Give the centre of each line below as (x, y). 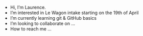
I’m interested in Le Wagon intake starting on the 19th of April (74, 13)
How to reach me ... (31, 29)
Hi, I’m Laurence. (28, 7)
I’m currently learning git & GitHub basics (53, 18)
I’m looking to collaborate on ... (43, 23)
